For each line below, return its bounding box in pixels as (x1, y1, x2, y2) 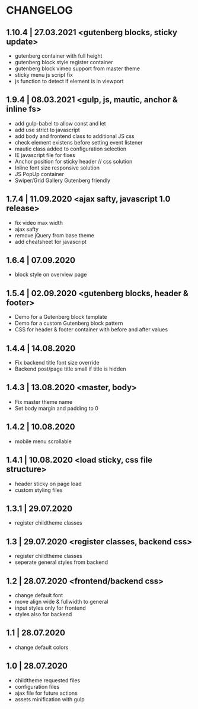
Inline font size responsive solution (14, 164, 100, 171)
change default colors (14, 644, 69, 651)
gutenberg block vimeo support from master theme (14, 65, 140, 72)
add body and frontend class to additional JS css (14, 132, 135, 140)
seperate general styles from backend (14, 559, 108, 566)
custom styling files (14, 486, 63, 494)
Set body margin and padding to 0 (14, 404, 99, 412)
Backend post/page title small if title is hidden (14, 365, 126, 372)
